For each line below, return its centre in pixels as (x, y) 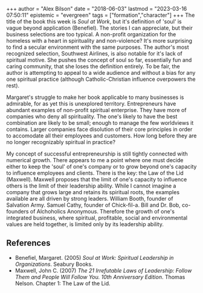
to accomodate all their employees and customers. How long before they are (101, 136)
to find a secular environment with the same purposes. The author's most (98, 47)
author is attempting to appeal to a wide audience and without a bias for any (101, 73)
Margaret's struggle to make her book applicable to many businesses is (95, 97)
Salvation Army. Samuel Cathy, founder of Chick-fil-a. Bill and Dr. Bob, (94, 205)
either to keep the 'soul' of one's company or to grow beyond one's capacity (101, 166)
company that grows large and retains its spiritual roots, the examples (93, 192)
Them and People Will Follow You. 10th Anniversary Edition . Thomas (100, 277)
